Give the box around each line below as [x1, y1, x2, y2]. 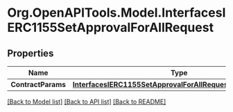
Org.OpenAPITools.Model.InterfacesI [7, 5, 226, 21]
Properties [7, 47, 54, 59]
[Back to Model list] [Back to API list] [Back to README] [7, 97, 166, 106]
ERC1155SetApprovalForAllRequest [7, 19, 214, 35]
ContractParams [10, 80, 66, 89]
